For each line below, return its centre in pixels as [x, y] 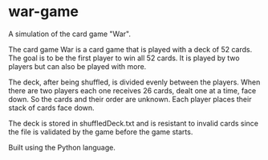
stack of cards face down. [51, 108]
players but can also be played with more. [77, 66]
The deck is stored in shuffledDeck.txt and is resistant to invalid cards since [134, 123]
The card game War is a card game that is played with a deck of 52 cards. [130, 49]
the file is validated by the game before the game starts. [101, 132]
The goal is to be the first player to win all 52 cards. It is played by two [124, 58]
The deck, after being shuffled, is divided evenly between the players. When [134, 82]
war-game [43, 12]
